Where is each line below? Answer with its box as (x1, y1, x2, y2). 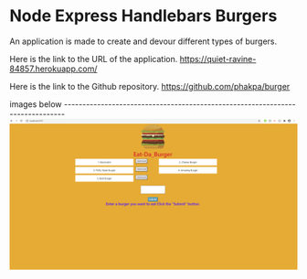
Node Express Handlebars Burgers (9, 5, 278, 27)
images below (9, 98, 62, 110)
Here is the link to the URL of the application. (9, 53, 178, 64)
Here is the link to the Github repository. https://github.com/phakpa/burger (9, 80, 291, 91)
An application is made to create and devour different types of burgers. (9, 36, 277, 47)
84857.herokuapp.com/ (9, 63, 98, 74)
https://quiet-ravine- (179, 53, 257, 64)
